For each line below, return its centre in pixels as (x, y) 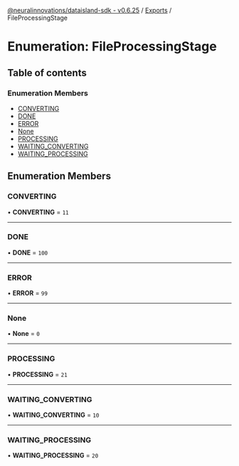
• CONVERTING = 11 (38, 212)
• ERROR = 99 (28, 293)
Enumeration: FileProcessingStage (112, 47)
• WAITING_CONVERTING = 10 (53, 415)
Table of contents (47, 73)
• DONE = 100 (28, 253)
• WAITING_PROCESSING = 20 (53, 455)
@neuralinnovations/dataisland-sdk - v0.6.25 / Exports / (90, 10)
